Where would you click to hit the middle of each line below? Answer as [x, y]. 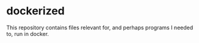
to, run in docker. [28, 33]
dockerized [36, 11]
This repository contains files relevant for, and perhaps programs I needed [100, 27]
